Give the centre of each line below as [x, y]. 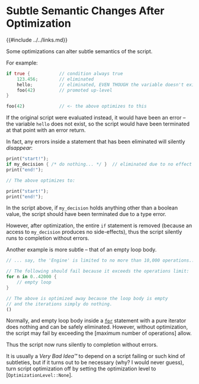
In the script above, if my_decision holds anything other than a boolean [92, 208]
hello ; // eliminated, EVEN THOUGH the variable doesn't [100, 85]
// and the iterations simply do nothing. [59, 304]
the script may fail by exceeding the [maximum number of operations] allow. [99, 333]
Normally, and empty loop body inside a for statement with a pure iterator [96, 321]
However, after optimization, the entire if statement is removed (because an [99, 225]
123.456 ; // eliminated [55, 79]
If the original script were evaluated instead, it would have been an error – [96, 118]
